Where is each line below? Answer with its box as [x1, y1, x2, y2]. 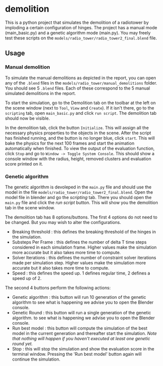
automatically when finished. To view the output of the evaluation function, [5, 145, 155, 151]
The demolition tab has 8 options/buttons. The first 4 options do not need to [5, 214, 158, 220]
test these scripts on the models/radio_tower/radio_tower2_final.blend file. [5, 35, 157, 41]
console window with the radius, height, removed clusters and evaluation [5, 156, 152, 162]
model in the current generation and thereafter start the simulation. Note [12, 330, 157, 336]
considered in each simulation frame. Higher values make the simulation [12, 244, 157, 250]
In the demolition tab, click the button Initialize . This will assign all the [5, 125, 149, 130]
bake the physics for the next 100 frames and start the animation [5, 140, 135, 146]
